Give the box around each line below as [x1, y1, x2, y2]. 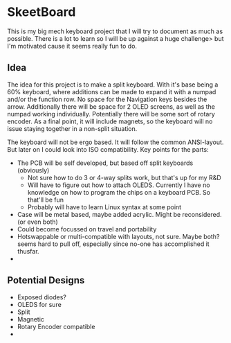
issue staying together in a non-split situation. [7, 124, 138, 132]
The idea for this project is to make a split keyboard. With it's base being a [7, 80, 219, 89]
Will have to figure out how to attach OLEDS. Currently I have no [27, 181, 210, 189]
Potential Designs [7, 274, 85, 286]
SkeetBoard [7, 4, 76, 20]
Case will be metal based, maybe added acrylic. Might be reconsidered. [17, 210, 223, 218]
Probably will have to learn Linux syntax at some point [27, 202, 182, 211]
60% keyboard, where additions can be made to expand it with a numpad [7, 87, 216, 96]
